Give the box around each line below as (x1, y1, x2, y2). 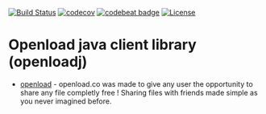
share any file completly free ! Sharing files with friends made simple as (19, 88, 258, 97)
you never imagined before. (19, 96, 112, 106)
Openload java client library (8, 36, 197, 54)
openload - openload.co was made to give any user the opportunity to (19, 79, 254, 88)
